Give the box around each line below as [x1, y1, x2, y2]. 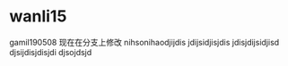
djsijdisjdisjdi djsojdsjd [9, 46, 92, 57]
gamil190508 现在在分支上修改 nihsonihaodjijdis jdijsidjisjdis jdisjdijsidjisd [9, 37, 280, 47]
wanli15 [9, 6, 67, 27]
